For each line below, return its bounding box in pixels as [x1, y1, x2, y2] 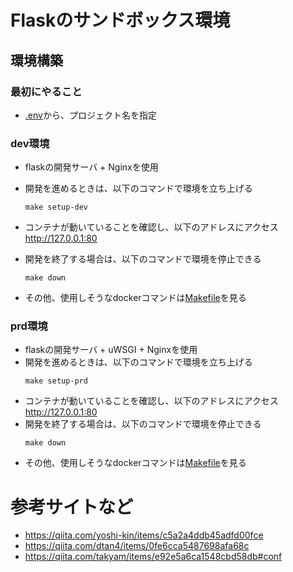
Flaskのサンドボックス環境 [10, 9, 231, 32]
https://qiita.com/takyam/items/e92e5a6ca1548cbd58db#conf [24, 551, 283, 563]
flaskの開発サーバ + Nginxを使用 [24, 161, 159, 173]
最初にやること [10, 84, 83, 98]
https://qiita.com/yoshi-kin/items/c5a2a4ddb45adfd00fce [24, 529, 264, 541]
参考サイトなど [10, 496, 134, 518]
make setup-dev [24, 202, 89, 213]
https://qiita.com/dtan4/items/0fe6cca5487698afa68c [24, 540, 250, 552]
